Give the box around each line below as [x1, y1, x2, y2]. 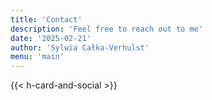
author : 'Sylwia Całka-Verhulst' [10, 42, 150, 53]
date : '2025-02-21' [10, 33, 92, 43]
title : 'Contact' [10, 14, 83, 25]
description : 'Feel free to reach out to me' [10, 24, 203, 34]
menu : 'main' [10, 52, 65, 62]
